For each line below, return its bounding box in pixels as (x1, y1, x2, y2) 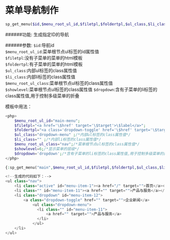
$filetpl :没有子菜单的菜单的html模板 (5, 55, 82, 61)
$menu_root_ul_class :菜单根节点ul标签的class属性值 (5, 80, 113, 86)
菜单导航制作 (5, 5, 59, 16)
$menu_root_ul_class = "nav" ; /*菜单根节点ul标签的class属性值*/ (14, 142, 140, 147)
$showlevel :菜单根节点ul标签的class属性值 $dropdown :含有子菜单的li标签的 (5, 86, 158, 92)
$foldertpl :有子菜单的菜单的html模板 (5, 61, 83, 67)
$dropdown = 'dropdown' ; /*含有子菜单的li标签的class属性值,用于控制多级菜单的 (14, 151, 164, 156)
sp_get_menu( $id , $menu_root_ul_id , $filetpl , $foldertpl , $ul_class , (5, 21, 148, 27)
